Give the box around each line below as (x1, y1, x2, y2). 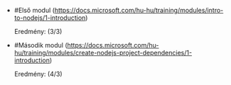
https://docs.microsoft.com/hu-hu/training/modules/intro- (54, 6, 224, 14)
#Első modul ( (14, 6, 55, 14)
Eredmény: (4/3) (14, 70, 63, 78)
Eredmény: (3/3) (14, 28, 63, 35)
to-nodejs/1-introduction (14, 13, 86, 22)
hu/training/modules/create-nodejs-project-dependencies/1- (14, 49, 193, 57)
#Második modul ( (14, 41, 68, 49)
